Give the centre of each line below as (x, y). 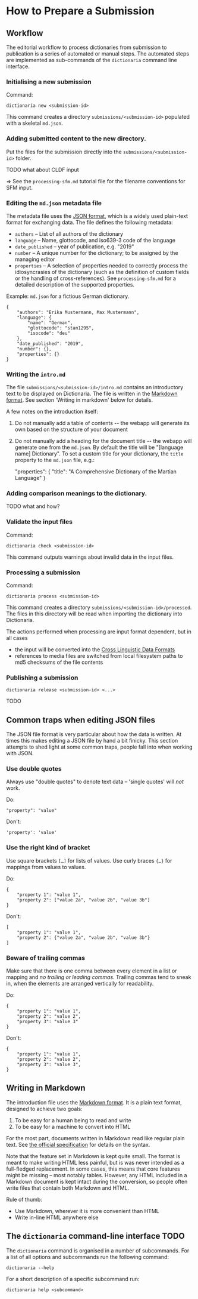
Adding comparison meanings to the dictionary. (77, 494)
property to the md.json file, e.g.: (55, 460)
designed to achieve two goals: (45, 1109)
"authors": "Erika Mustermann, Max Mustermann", (78, 312)
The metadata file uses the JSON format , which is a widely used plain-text (97, 216)
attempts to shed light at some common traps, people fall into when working (99, 747)
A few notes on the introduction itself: (52, 412)
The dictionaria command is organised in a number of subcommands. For (98, 1250)
